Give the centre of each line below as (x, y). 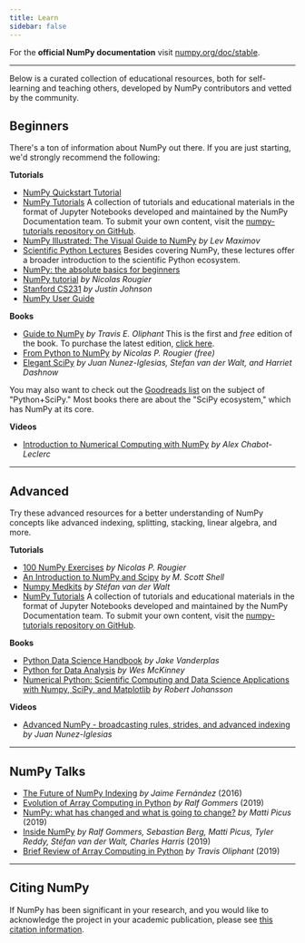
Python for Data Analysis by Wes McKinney (103, 670)
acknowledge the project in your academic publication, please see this (142, 919)
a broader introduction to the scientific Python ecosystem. (131, 260)
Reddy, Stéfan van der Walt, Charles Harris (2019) (117, 841)
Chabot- (256, 445)
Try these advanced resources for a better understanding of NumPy (137, 513)
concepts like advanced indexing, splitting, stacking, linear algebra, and (143, 523)
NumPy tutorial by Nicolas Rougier (87, 280)
